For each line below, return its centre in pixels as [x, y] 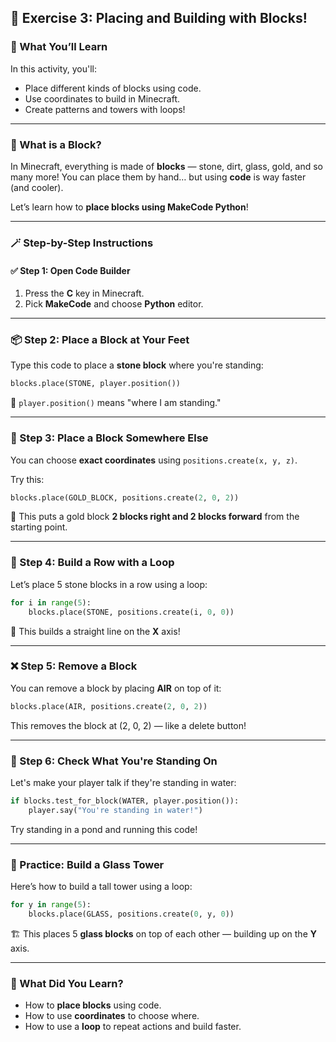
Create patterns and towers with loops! [105, 109]
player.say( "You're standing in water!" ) [115, 810]
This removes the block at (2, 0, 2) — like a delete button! [128, 725]
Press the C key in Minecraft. [84, 293]
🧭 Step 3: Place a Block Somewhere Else [109, 438]
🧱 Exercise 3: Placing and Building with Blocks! [159, 18]
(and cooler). [37, 187]
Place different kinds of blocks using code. [113, 88]
